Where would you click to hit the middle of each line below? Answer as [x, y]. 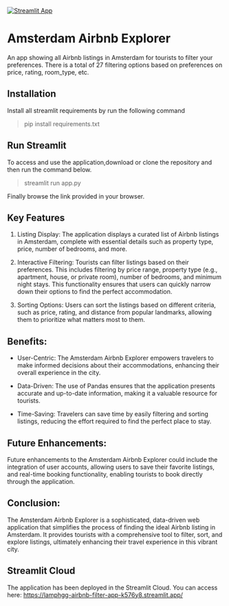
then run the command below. [50, 170]
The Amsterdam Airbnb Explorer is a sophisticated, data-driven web [103, 520]
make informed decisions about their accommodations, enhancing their [118, 365]
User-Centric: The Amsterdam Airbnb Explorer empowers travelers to [116, 358]
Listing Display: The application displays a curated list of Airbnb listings [118, 234]
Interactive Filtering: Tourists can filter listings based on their [103, 263]
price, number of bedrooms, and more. [72, 249]
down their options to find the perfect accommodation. [95, 292]
